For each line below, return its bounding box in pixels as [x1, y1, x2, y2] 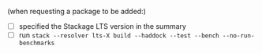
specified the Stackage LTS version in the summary [18, 22, 187, 30]
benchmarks [18, 39, 55, 48]
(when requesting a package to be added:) [7, 7, 147, 16]
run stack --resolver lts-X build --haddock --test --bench [18, 30, 219, 40]
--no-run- [223, 32, 255, 40]
